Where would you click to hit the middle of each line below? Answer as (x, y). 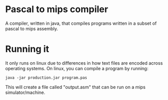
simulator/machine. (25, 92)
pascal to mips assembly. (32, 28)
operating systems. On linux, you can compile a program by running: (77, 68)
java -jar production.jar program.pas (46, 78)
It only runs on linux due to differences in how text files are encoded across (84, 63)
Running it (27, 49)
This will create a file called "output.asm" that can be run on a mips (75, 87)
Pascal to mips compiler (57, 9)
